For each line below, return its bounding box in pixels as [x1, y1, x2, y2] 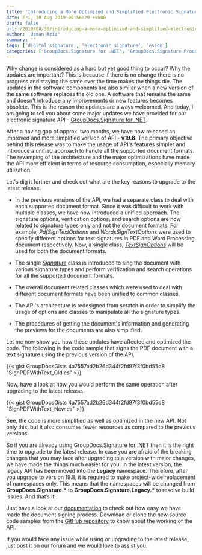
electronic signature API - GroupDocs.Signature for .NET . [6, 116, 148, 123]
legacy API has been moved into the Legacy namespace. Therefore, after [6, 467, 188, 474]
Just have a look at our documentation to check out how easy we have [6, 504, 182, 512]
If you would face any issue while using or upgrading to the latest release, [6, 535, 189, 542]
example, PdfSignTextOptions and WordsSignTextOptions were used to [14, 228, 191, 236]
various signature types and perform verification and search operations [14, 265, 192, 272]
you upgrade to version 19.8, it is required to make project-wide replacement [6, 473, 196, 481]
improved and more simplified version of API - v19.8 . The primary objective [6, 134, 193, 141]
